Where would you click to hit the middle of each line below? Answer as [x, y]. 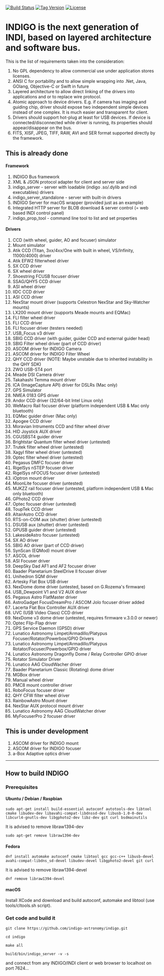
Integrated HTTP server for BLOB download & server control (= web [81, 207]
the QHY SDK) [27, 364]
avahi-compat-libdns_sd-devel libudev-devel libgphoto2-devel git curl [80, 861]
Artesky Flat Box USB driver [40, 582]
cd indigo [16, 937]
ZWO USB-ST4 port [32, 369]
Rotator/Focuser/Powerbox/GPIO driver [52, 649]
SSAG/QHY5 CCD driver [37, 281]
